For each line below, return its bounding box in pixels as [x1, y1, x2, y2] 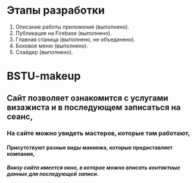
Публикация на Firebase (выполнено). [15, 29, 112, 36]
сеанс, [7, 111, 33, 122]
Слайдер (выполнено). [15, 48, 73, 55]
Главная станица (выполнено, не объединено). [15, 36, 136, 43]
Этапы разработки [7, 4, 105, 17]
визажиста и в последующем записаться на [7, 102, 181, 112]
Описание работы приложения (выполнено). [15, 23, 130, 30]
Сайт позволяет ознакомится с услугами [7, 93, 169, 103]
